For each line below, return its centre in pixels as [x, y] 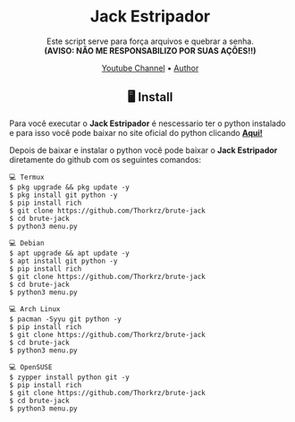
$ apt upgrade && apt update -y [69, 253]
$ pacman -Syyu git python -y [66, 319]
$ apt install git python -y [63, 261]
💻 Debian [27, 243]
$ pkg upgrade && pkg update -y [69, 187]
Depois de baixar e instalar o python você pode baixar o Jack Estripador [143, 150]
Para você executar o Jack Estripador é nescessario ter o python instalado [147, 123]
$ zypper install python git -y [69, 377]
